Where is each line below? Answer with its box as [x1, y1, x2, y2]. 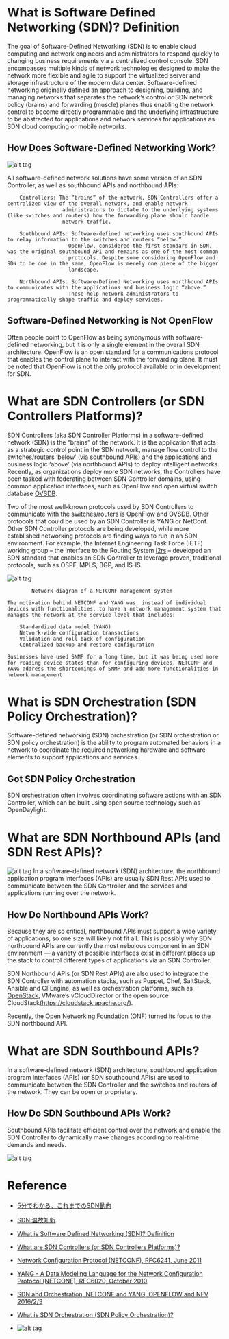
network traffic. [62, 218, 111, 225]
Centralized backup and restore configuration [19, 641, 154, 648]
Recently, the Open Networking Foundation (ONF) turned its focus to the [7, 1012, 211, 1020]
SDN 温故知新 [16, 1216, 56, 1224]
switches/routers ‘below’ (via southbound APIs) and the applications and [7, 453, 212, 461]
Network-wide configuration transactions [19, 629, 139, 636]
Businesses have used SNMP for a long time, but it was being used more [7, 653, 219, 660]
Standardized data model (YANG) [19, 623, 111, 630]
